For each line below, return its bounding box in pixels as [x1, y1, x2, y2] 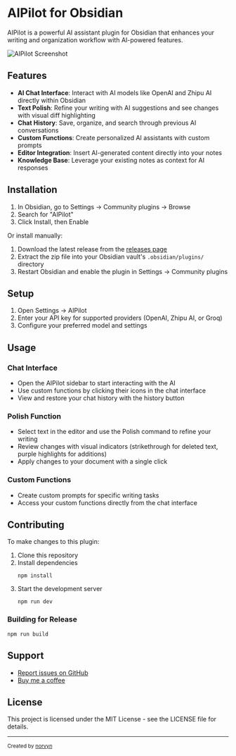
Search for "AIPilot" [17, 210, 74, 218]
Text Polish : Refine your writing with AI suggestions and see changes [17, 104, 219, 112]
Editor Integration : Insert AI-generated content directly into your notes [17, 148, 223, 156]
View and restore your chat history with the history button [17, 394, 185, 402]
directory [17, 259, 44, 268]
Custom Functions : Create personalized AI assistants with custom [17, 133, 210, 142]
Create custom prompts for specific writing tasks [17, 491, 159, 500]
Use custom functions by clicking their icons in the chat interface [17, 386, 206, 395]
